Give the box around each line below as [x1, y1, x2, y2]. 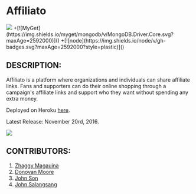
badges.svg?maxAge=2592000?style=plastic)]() [6, 43, 125, 50]
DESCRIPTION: [6, 60, 62, 70]
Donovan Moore [14, 168, 54, 175]
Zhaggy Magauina [14, 161, 59, 169]
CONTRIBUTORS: [6, 146, 71, 156]
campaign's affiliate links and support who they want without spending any [6, 89, 189, 96]
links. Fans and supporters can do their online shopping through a [6, 82, 166, 89]
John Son [14, 174, 38, 182]
